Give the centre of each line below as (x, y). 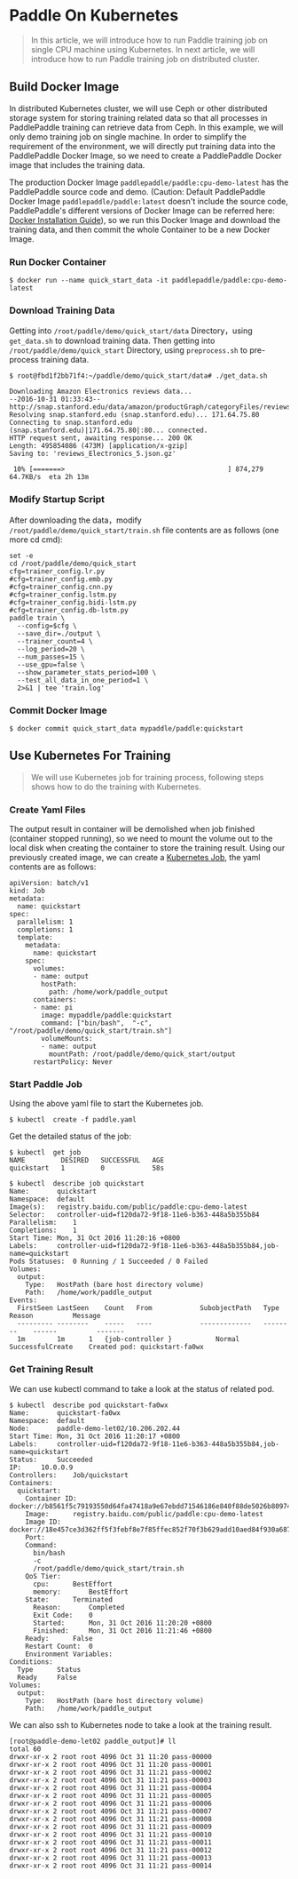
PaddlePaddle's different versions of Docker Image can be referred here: (142, 211)
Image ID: (43, 1522)
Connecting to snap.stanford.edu (71, 423)
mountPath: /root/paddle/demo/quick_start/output (142, 1054)
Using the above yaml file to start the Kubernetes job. (106, 1104)
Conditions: (31, 1662)
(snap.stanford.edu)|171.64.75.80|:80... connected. (109, 431)
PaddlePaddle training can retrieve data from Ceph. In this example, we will (146, 127)
